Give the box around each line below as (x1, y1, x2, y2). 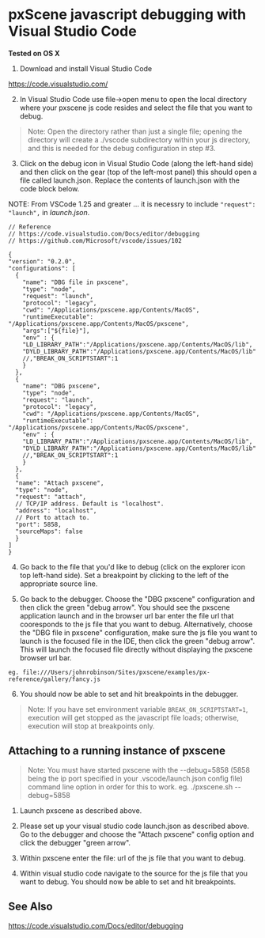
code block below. (19, 183, 80, 193)
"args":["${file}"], (22, 327, 90, 335)
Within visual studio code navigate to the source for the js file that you (19, 868, 248, 878)
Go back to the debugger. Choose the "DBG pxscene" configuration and (19, 594, 256, 603)
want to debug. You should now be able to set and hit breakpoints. (19, 876, 237, 887)
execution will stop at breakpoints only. (27, 721, 155, 731)
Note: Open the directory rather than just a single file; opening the (27, 127, 243, 136)
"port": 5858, (15, 520, 62, 528)
